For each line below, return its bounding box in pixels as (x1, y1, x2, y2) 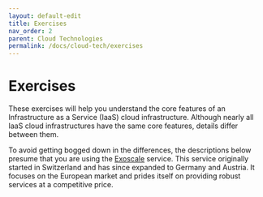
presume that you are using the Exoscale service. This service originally (8, 154, 249, 164)
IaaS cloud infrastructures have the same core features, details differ (8, 121, 239, 131)
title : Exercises (8, 19, 67, 28)
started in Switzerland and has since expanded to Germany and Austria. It (8, 163, 256, 173)
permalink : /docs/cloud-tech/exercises (8, 42, 144, 50)
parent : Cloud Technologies (8, 34, 104, 43)
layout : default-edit (8, 11, 82, 20)
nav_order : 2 (8, 27, 53, 35)
